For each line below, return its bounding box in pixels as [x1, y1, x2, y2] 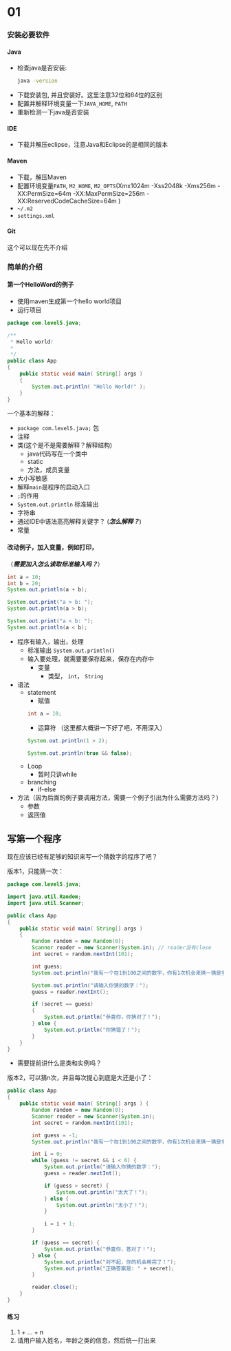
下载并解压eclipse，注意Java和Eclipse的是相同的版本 [16, 141, 168, 149]
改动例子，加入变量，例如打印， [7, 543, 98, 551]
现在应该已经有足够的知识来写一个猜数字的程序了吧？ [7, 853, 158, 861]
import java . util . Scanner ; [7, 900, 85, 906]
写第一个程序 [7, 833, 62, 844]
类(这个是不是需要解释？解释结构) [16, 441, 113, 449]
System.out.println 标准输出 [16, 500, 99, 509]
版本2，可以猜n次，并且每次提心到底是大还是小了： [7, 1073, 153, 1082]
